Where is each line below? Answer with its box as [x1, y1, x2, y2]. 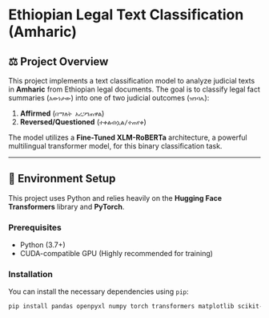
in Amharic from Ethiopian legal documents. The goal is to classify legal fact [8, 84, 260, 94]
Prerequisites [8, 222, 62, 233]
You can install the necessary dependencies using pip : [8, 287, 190, 296]
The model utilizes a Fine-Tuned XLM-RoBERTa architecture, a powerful [8, 132, 247, 142]
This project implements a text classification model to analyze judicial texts [8, 76, 255, 85]
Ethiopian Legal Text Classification [8, 6, 244, 24]
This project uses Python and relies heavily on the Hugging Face [8, 193, 223, 202]
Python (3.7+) [19, 240, 66, 250]
